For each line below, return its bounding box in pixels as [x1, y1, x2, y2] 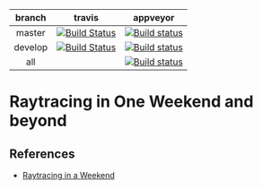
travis [73, 12, 99, 23]
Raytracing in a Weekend [22, 170, 115, 180]
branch [14, 12, 47, 23]
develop [13, 41, 48, 53]
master [16, 27, 46, 39]
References [9, 146, 75, 161]
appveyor [133, 12, 175, 23]
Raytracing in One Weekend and [9, 91, 254, 112]
